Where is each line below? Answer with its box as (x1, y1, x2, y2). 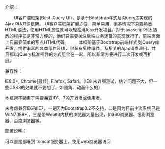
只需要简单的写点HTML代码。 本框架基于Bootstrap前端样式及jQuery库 (9, 39, 160, 45)
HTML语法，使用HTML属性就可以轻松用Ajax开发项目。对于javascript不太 (5, 27, 153, 33)
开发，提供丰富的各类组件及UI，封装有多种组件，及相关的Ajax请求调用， (5, 46, 152, 51)
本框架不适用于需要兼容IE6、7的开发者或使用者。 (5, 95, 105, 100)
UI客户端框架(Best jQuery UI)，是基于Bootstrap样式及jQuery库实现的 (13, 15, 153, 21)
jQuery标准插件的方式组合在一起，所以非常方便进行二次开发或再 (18, 51, 148, 57)
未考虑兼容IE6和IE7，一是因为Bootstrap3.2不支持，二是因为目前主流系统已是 (5, 105, 160, 111)
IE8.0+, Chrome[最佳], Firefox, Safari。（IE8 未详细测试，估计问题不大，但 (5, 78, 154, 84)
